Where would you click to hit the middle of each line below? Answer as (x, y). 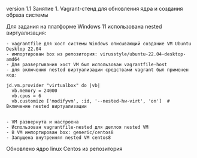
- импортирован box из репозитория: (52, 54)
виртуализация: (26, 33)
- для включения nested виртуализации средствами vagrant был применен (97, 70)
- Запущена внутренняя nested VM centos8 (59, 138)
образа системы (27, 15)
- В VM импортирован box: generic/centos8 (60, 132)
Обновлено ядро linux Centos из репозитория (64, 149)
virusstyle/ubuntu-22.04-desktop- (143, 54)
